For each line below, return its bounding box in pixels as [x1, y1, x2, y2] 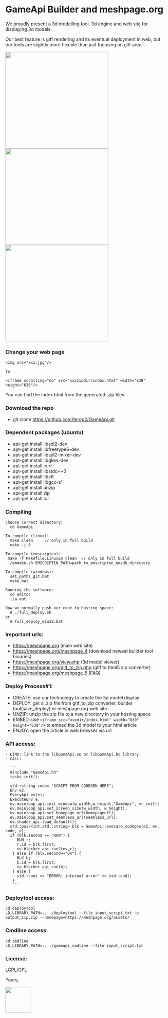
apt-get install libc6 [12, 473, 54, 480]
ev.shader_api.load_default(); [10, 819, 77, 824]
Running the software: [5, 588, 54, 593]
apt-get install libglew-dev [12, 457, 68, 463]
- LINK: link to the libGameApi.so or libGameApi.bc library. [5, 752, 141, 757]
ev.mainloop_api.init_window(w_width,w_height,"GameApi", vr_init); [10, 801, 160, 806]
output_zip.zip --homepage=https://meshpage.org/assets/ [5, 915, 130, 920]
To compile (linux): [5, 534, 50, 539]
